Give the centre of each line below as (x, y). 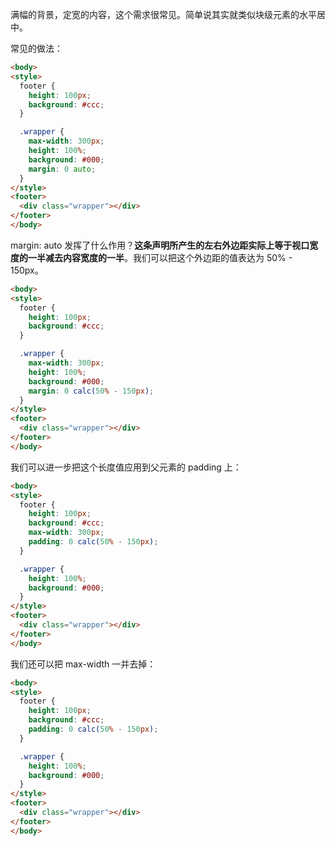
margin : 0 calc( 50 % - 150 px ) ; (91, 391)
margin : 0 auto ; (62, 169)
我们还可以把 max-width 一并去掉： (83, 664)
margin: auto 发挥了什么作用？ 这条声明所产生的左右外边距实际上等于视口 (160, 245)
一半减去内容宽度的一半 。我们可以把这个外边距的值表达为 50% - (160, 257)
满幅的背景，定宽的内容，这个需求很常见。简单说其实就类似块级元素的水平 (163, 14)
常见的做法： (36, 48)
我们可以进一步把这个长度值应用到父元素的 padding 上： (126, 467)
